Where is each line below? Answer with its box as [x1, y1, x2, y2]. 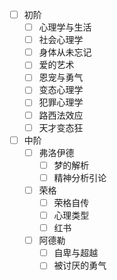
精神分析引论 [53, 171, 107, 183]
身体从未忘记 [38, 46, 92, 58]
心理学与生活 [38, 21, 92, 33]
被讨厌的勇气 [53, 259, 107, 272]
